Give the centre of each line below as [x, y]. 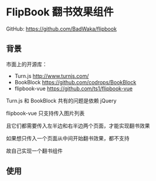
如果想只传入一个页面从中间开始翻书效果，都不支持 [68, 138]
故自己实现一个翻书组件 [34, 150]
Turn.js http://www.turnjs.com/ [52, 76]
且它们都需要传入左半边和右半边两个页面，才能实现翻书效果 [78, 126]
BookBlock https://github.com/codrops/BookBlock [75, 82]
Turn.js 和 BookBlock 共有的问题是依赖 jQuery [61, 100]
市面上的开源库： [27, 64]
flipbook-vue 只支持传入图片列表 [45, 113]
